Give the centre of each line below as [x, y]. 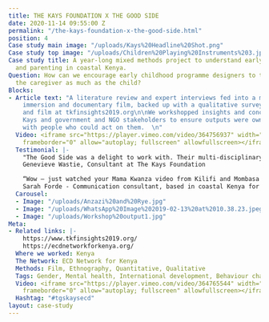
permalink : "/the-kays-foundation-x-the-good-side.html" [105, 30]
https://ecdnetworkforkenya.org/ [78, 246]
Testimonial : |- [42, 150]
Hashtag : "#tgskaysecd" [55, 298]
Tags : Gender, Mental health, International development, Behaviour [132, 276]
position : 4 [28, 38]
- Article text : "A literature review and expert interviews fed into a [132, 98]
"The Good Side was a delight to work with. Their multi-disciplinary [143, 157]
